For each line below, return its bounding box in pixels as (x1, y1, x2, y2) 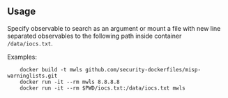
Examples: (7, 52, 37, 61)
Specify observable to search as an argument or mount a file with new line (7, 24, 221, 32)
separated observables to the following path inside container (7, 31, 182, 40)
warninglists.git (7, 72, 58, 79)
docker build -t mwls (20, 66, 82, 73)
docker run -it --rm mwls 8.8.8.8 (20, 78, 120, 85)
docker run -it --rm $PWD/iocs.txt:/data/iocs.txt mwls (20, 84, 186, 92)
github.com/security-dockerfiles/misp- (84, 66, 201, 73)
